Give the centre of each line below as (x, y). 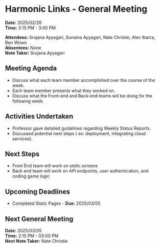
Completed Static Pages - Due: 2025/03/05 (56, 203)
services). (22, 139)
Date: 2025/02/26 (23, 23)
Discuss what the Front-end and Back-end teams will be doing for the (82, 96)
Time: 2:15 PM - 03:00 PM (32, 236)
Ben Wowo (16, 42)
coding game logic (31, 176)
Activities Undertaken (39, 116)
